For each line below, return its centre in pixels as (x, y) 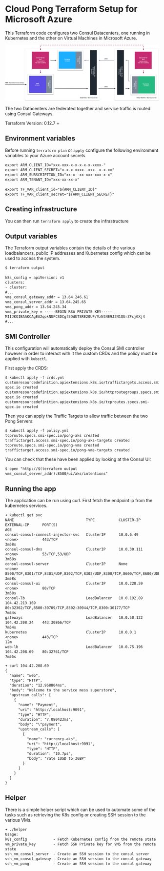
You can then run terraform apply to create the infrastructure (67, 221)
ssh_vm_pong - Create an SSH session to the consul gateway (78, 864)
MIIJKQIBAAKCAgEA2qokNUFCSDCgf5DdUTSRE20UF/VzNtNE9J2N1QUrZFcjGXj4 (75, 317)
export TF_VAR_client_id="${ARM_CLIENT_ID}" (51, 189)
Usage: (12, 834)
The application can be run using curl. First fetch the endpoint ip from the (79, 501)
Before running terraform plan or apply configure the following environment (82, 150)
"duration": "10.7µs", (50, 754)
